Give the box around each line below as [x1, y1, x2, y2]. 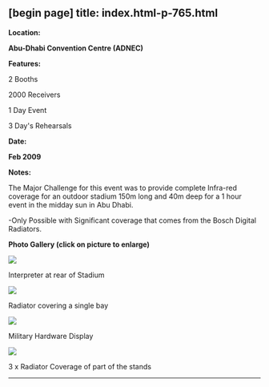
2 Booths [8, 74, 38, 83]
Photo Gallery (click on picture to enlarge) [8, 240, 151, 249]
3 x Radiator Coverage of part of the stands [8, 361, 152, 371]
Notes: [8, 167, 32, 177]
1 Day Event [8, 105, 47, 115]
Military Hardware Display [8, 331, 94, 341]
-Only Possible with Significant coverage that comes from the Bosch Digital [8, 216, 257, 225]
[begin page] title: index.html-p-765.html [8, 6, 219, 20]
